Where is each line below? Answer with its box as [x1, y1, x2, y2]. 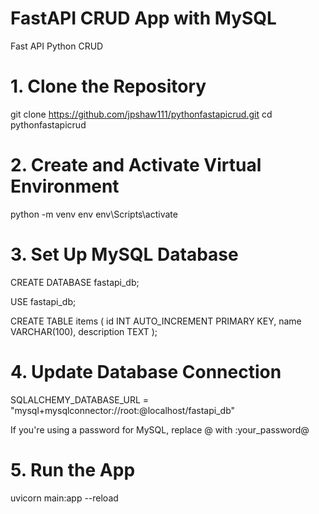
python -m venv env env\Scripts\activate [10, 208, 178, 220]
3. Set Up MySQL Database [10, 243, 239, 266]
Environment [10, 175, 120, 198]
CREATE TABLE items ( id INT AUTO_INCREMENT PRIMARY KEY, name [10, 315, 302, 327]
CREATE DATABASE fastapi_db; [10, 276, 140, 288]
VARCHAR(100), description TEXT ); [10, 325, 158, 337]
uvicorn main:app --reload [10, 492, 119, 504]
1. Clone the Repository [10, 75, 207, 98]
